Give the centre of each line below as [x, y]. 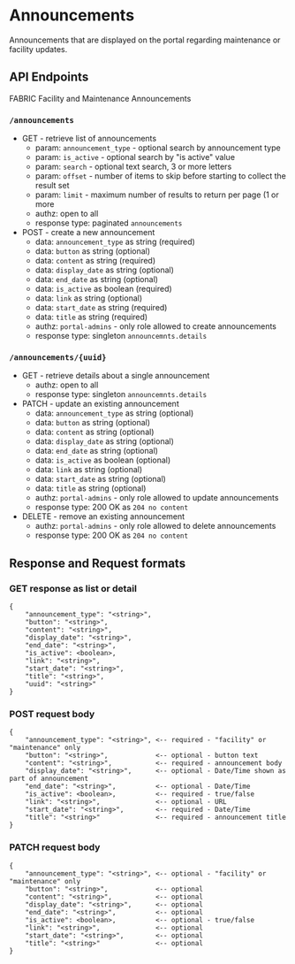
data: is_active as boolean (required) [103, 289]
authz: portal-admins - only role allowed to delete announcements [155, 526]
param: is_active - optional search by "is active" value [135, 157]
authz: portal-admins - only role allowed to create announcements [155, 326]
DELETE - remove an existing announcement [103, 516]
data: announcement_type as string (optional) [114, 413]
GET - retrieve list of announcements [89, 139]
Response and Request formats [98, 563]
